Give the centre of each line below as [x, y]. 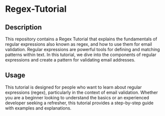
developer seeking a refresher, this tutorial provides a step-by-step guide [79, 103]
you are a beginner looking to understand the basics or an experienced [77, 97]
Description [23, 27]
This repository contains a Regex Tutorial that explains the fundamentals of [81, 39]
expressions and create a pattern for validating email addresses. [70, 60]
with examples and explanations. [38, 108]
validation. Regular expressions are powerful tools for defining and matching [82, 49]
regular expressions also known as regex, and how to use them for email [79, 44]
